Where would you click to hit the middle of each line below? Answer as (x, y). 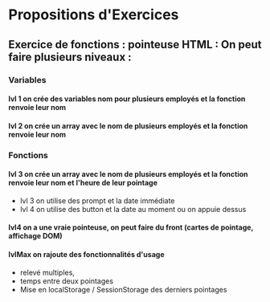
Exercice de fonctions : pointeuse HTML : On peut (135, 45)
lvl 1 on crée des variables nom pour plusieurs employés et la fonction (127, 99)
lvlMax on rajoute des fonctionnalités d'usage (86, 254)
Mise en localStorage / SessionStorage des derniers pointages (123, 289)
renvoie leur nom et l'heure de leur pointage (83, 183)
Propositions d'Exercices (94, 15)
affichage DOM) (35, 236)
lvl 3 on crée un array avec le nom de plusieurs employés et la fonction (128, 174)
